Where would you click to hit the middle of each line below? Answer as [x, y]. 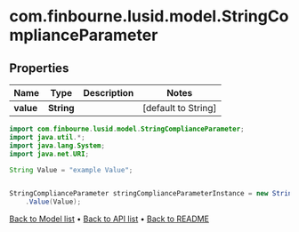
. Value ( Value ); [53, 202]
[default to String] [179, 108]
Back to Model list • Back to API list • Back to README [109, 219]
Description [109, 93]
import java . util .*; [48, 137]
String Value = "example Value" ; [71, 170]
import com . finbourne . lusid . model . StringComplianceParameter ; [127, 129]
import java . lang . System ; [57, 145]
